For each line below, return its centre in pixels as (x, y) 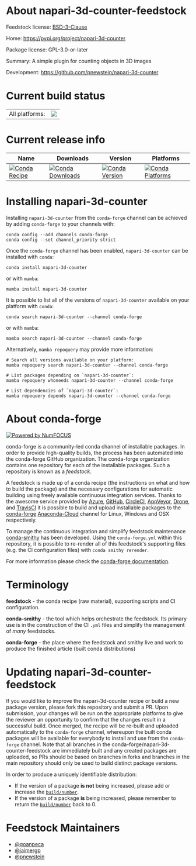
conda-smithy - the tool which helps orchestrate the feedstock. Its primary (97, 619)
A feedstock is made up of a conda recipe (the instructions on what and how (98, 482)
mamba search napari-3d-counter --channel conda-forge (74, 338)
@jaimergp (27, 850)
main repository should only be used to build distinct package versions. (92, 763)
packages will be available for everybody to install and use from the (87, 738)
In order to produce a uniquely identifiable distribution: (71, 774)
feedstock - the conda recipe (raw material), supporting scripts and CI (91, 601)
